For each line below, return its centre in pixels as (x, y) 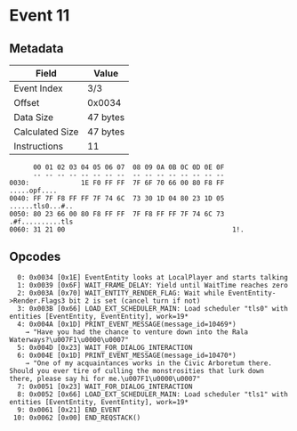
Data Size (34, 117)
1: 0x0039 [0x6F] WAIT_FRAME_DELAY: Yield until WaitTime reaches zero (153, 285)
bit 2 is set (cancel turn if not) (135, 301)
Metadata (36, 49)
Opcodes (35, 257)
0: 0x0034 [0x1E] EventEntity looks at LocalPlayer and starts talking (153, 277)
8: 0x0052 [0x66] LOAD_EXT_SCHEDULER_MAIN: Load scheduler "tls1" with (153, 394)
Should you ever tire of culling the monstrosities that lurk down (137, 370)
